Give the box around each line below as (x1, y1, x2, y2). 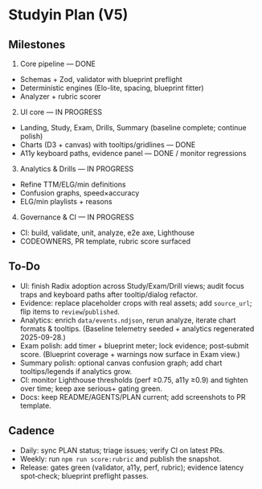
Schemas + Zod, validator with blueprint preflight (19, 75, 182, 84)
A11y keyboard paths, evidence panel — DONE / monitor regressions (19, 149, 247, 158)
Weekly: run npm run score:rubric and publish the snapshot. (19, 454, 222, 463)
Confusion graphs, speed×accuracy (19, 188, 140, 198)
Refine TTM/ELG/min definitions (19, 179, 126, 189)
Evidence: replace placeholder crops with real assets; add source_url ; (19, 298, 252, 307)
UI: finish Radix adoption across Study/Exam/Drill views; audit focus (19, 281, 245, 290)
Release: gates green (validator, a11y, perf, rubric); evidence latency (19, 462, 244, 472)
